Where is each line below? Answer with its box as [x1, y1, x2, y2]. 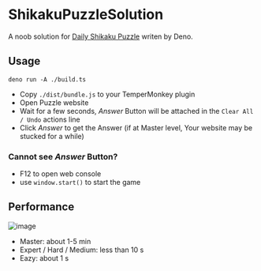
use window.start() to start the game [19, 178, 141, 187]
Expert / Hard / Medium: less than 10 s [19, 245, 144, 254]
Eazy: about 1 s [19, 253, 69, 262]
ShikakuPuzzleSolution [8, 6, 164, 24]
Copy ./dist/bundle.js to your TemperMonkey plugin [19, 89, 196, 99]
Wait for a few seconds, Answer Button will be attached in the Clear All [19, 106, 254, 115]
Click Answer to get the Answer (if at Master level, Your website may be [19, 122, 253, 132]
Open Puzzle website [19, 97, 89, 107]
